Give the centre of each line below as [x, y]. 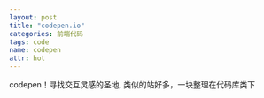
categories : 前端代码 [47, 34]
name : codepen [35, 50]
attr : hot [27, 58]
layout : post [33, 17]
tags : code [29, 42]
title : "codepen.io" [47, 26]
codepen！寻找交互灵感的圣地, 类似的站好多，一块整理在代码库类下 [132, 84]
